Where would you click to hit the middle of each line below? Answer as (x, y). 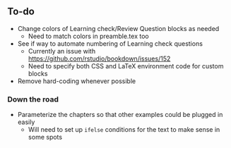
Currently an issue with (62, 51)
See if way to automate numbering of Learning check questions (110, 43)
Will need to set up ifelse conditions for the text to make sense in (124, 130)
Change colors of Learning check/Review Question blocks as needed (118, 28)
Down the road (33, 99)
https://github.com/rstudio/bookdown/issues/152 (99, 58)
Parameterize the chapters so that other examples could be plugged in (120, 115)
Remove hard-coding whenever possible (77, 81)
